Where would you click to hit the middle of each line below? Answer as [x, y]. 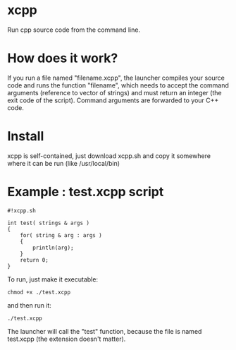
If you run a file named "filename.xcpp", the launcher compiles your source [116, 78]
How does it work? [63, 58]
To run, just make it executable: [53, 279]
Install [26, 137]
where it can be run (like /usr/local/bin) [64, 163]
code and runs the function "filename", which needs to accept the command [118, 85]
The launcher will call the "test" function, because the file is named [105, 331]
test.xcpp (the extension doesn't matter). [67, 339]
